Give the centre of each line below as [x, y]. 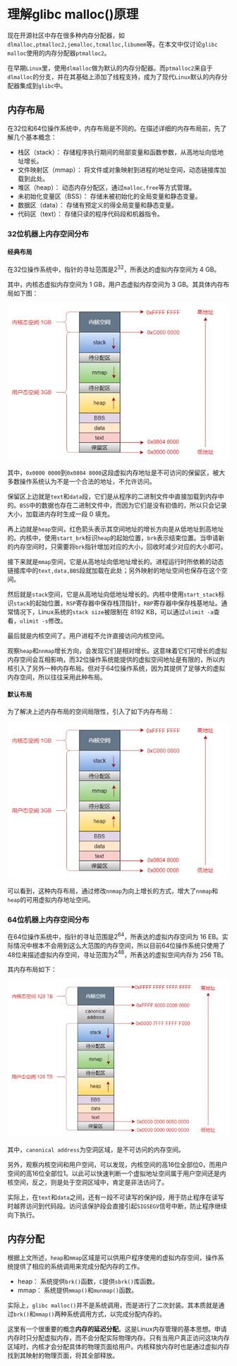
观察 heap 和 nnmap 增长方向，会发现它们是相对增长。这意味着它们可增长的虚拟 [117, 650]
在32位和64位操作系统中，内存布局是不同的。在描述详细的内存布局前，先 [114, 128]
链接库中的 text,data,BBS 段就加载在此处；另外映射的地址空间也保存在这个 [115, 570]
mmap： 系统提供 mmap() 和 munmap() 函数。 [77, 1290]
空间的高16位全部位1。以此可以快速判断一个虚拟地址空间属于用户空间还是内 [117, 1173]
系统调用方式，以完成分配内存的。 [116, 1314]
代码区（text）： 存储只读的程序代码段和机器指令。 [90, 214]
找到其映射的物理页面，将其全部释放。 [63, 1355]
